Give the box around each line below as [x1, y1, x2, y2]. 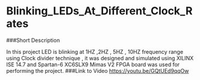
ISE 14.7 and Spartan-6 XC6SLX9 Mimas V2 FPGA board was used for [6, 61, 180, 68]
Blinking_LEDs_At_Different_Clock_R [6, 4, 193, 18]
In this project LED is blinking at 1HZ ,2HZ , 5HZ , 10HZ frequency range [6, 48, 184, 55]
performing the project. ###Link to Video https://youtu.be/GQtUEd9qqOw [6, 67, 189, 74]
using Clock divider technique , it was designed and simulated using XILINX [6, 54, 194, 61]
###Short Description [6, 36, 60, 44]
